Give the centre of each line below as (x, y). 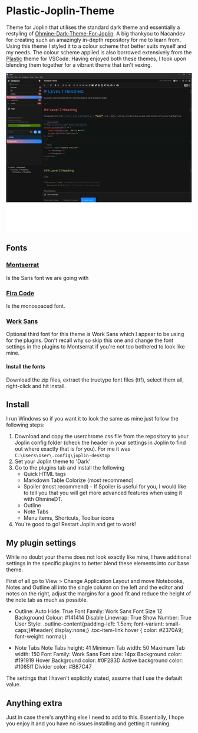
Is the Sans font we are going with (47, 278)
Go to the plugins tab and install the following (70, 468)
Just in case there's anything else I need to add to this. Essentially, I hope (95, 717)
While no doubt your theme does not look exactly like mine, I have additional (99, 557)
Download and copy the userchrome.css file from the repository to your (102, 436)
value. (14, 685)
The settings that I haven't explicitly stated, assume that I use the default (94, 678)
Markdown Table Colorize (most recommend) (79, 480)
